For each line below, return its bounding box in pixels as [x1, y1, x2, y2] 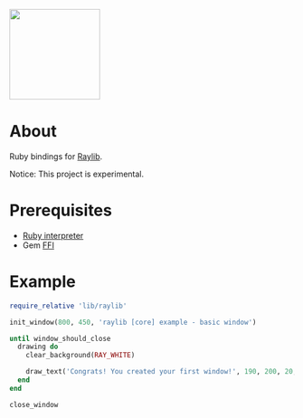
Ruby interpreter [22, 230, 84, 241]
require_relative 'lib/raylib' [9, 301, 128, 310]
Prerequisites [9, 200, 113, 221]
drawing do [17, 342, 59, 352]
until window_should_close [9, 334, 111, 343]
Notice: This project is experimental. [9, 168, 145, 179]
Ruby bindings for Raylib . [9, 150, 103, 162]
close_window [9, 400, 59, 409]
